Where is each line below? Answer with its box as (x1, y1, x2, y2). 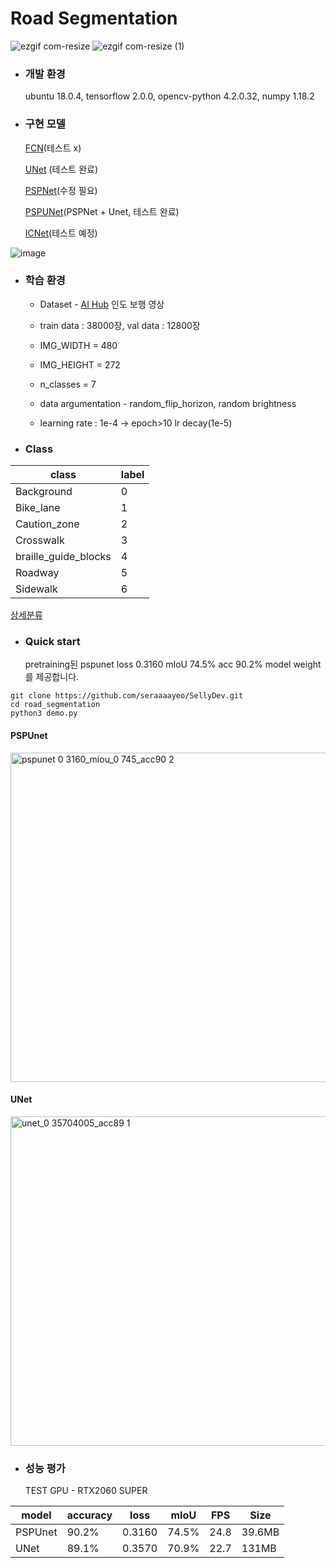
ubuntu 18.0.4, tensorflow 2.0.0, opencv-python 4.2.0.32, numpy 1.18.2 (24, 90, 315, 102)
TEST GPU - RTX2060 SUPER (24, 1485, 148, 1497)
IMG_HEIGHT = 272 (39, 358, 121, 371)
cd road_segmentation (10, 700, 101, 710)
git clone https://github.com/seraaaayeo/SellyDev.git (10, 691, 244, 701)
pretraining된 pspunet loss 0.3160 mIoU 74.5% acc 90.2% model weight (24, 658, 322, 671)
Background (15, 485, 73, 499)
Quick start (24, 635, 81, 649)
